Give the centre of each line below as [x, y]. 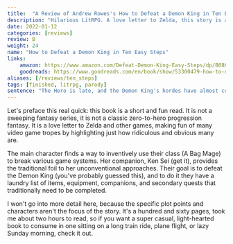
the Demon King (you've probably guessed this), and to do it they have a [111, 176]
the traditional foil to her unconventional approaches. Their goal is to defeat [115, 168]
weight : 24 [23, 46]
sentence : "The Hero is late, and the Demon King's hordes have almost [113, 91]
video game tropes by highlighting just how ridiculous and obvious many [111, 133]
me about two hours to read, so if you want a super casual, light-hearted [111, 218]
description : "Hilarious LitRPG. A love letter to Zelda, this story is [114, 20]
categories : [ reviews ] [40, 33]
